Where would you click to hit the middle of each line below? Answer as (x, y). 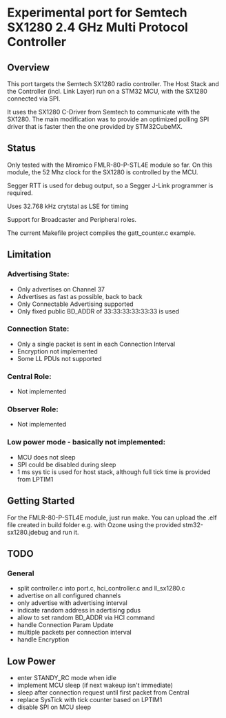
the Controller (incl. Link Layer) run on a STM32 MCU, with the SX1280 (107, 91)
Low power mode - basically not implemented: (86, 442)
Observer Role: (33, 409)
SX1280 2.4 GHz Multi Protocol (97, 27)
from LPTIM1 (35, 479)
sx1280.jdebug (28, 532)
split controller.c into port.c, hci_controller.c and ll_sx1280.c (101, 588)
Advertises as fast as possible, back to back (80, 296)
